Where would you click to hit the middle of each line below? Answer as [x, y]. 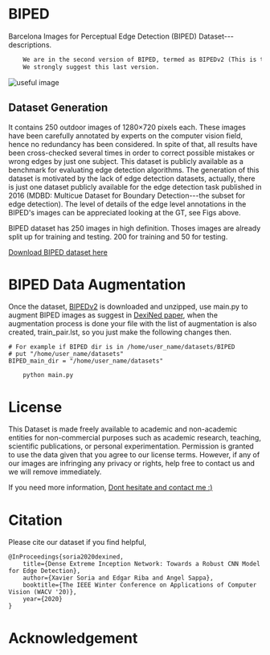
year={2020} [43, 600]
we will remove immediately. [55, 472]
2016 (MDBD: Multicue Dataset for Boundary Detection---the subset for [127, 195]
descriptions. [30, 44]
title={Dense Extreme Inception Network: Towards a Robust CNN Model [142, 564]
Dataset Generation [58, 108]
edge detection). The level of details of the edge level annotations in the [127, 204]
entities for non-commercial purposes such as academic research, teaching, [135, 438]
